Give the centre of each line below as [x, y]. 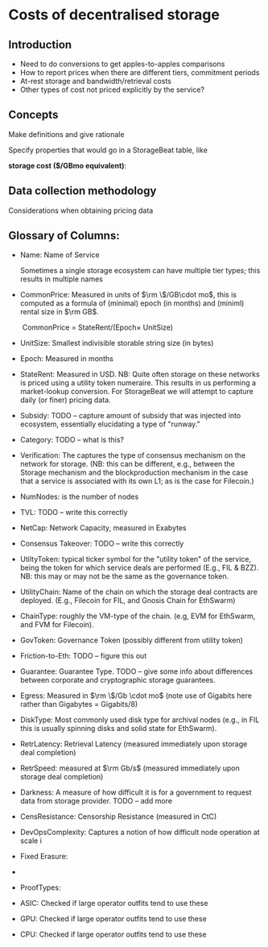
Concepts [33, 115]
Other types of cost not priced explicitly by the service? [112, 89]
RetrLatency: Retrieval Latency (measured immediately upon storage [134, 744]
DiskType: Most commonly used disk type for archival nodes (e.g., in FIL [140, 720]
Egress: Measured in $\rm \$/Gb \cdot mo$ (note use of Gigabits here [136, 696]
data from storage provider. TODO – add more [96, 801]
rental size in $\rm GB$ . [59, 312]
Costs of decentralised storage [114, 15]
